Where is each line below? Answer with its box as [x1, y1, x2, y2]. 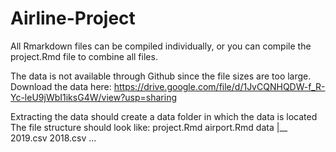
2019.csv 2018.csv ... [10, 132, 97, 144]
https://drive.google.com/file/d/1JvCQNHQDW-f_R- [113, 80, 326, 92]
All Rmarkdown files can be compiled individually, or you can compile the [10, 40, 312, 52]
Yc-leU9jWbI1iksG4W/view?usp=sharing [10, 91, 177, 103]
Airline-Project [10, 7, 136, 30]
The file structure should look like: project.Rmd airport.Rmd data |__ [10, 121, 288, 133]
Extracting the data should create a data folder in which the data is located [10, 110, 318, 122]
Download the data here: [10, 80, 112, 92]
